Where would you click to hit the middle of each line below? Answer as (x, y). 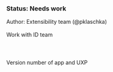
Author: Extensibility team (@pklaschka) (57, 22)
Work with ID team (30, 35)
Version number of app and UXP (47, 63)
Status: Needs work (36, 9)
